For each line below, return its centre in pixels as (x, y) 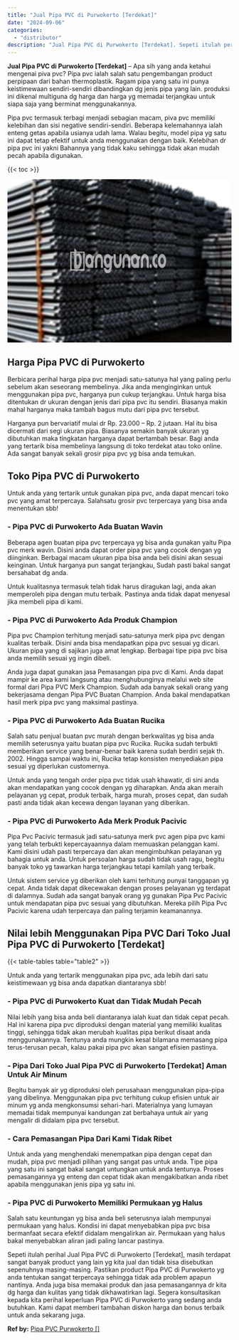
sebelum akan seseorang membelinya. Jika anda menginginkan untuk (110, 387)
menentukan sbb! (33, 508)
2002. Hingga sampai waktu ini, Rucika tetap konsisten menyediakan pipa (116, 759)
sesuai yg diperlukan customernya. (59, 766)
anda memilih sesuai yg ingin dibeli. (59, 658)
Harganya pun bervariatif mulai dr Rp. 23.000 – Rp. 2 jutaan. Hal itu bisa (112, 423)
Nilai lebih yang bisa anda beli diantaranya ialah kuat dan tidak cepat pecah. (118, 1017)
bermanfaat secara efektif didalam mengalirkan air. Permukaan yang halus (116, 1233)
